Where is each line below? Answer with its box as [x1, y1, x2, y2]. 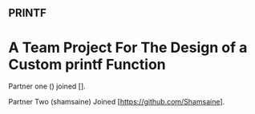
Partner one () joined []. [8, 81, 86, 91]
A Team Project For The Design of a [8, 38, 248, 57]
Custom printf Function [8, 55, 166, 73]
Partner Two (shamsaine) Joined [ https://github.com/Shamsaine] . [8, 97, 225, 107]
